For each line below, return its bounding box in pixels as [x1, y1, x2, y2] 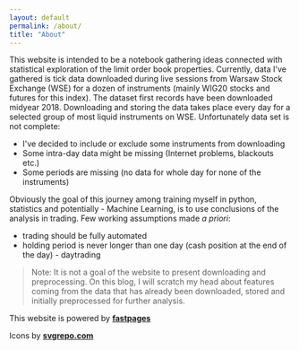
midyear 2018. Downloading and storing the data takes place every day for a [9, 102, 291, 113]
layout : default [9, 13, 70, 22]
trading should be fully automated [21, 231, 148, 241]
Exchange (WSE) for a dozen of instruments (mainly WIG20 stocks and [9, 83, 270, 94]
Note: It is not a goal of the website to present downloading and [30, 267, 267, 278]
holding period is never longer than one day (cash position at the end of [21, 240, 287, 251]
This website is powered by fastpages [9, 313, 151, 324]
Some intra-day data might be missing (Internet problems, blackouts [21, 148, 275, 159]
